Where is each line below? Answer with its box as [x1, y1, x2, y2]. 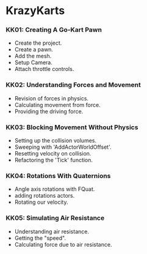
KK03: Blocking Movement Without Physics [5, 123, 138, 132]
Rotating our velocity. [14, 198, 68, 206]
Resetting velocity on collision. [14, 150, 91, 157]
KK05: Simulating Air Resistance [5, 214, 105, 222]
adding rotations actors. [14, 192, 75, 200]
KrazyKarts [5, 4, 65, 18]
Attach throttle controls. [14, 65, 74, 73]
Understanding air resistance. [14, 228, 90, 235]
